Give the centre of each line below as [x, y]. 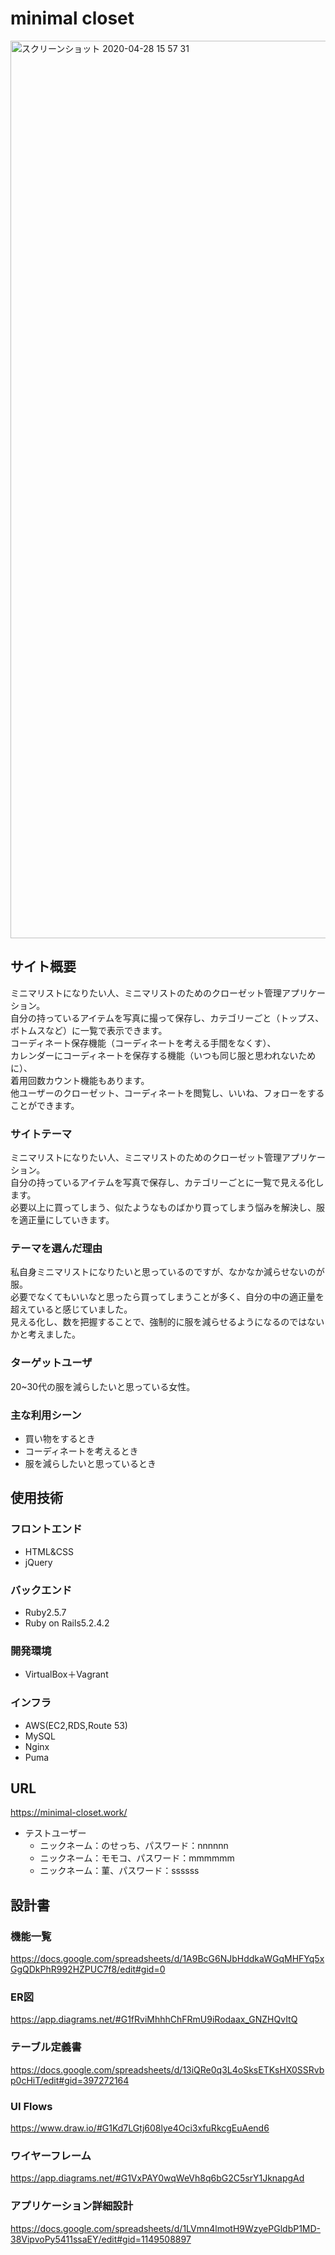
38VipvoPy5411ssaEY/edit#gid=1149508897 [101, 2239]
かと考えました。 [45, 1334]
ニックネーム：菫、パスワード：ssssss [119, 1871]
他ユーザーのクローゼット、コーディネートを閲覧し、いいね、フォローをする [167, 1093]
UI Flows [31, 2106]
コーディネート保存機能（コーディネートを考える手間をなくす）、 [143, 1043]
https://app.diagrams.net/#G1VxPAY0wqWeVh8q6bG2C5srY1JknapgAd [157, 2178]
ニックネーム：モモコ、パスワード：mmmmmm [137, 1858]
